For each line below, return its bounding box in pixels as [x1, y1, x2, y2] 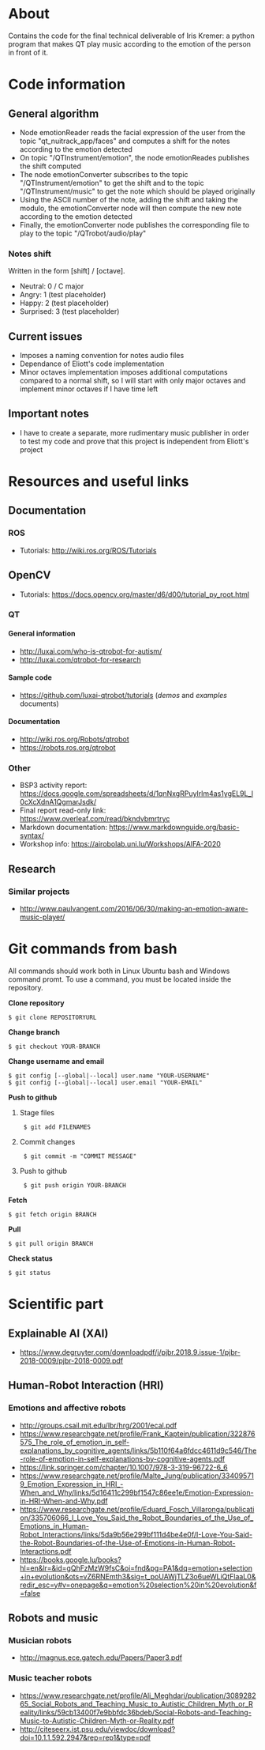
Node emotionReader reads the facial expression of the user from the [19, 127, 246, 137]
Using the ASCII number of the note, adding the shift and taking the [19, 194, 239, 204]
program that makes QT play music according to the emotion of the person [8, 39, 251, 48]
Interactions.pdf [19, 1546, 72, 1556]
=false [19, 1588, 41, 1597]
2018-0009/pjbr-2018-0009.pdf [19, 1356, 124, 1365]
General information [8, 629, 76, 639]
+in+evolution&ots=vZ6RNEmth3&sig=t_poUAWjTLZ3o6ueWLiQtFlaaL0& [19, 1571, 256, 1581]
